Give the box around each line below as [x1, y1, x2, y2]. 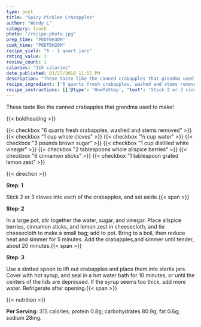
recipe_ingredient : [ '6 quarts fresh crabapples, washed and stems [6, 82, 178, 88]
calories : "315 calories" [6, 64, 71, 71]
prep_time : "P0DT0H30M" [6, 37, 66, 43]
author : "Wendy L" [6, 20, 52, 26]
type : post [6, 8, 33, 15]
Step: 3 [6, 253, 25, 261]
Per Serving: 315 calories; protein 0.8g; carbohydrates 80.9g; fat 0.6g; [6, 307, 181, 315]
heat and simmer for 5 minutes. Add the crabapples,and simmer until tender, [6, 235, 194, 243]
